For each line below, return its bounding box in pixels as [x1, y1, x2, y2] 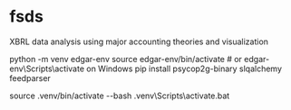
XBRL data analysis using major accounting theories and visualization [9, 36, 269, 47]
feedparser [9, 72, 52, 83]
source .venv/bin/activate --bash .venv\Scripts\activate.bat [9, 90, 230, 101]
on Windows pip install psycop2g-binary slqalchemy [85, 63, 283, 74]
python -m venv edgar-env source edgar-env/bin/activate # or [9, 53, 243, 64]
